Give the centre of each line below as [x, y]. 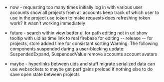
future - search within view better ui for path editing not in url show [79, 33]
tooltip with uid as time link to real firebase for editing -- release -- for [81, 38]
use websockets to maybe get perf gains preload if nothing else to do [81, 69]
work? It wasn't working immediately [48, 23]
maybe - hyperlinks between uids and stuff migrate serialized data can [82, 64]
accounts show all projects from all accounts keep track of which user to [84, 12]
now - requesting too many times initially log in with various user [76, 7]
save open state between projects [45, 74]
